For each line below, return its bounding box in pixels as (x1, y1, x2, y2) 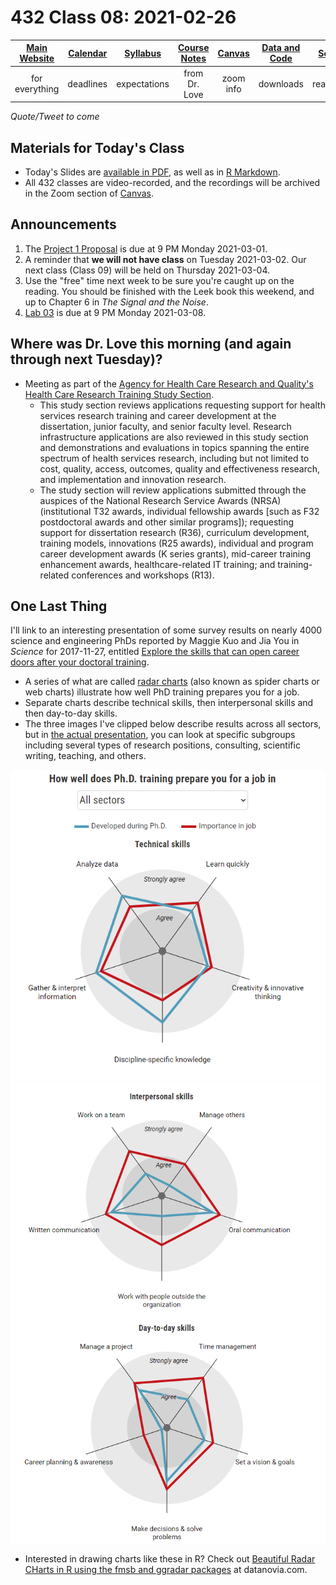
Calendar (68, 47, 108, 59)
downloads (258, 77, 304, 90)
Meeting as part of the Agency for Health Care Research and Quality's (24, 377, 314, 390)
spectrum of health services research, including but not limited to (39, 452, 310, 464)
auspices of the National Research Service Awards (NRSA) (39, 494, 282, 506)
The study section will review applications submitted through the (39, 484, 307, 496)
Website (19, 52, 55, 65)
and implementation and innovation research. (39, 473, 227, 485)
